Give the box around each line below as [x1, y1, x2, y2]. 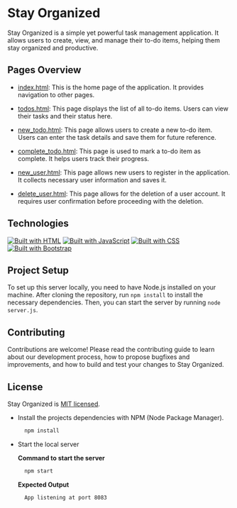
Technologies [7, 218, 70, 230]
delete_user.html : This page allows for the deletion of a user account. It [17, 189, 226, 198]
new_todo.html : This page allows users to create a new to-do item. [17, 126, 213, 134]
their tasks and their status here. [17, 111, 113, 120]
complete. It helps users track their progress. [17, 154, 150, 162]
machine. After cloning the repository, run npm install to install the [7, 291, 204, 299]
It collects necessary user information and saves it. [17, 175, 167, 184]
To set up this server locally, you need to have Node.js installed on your [7, 283, 216, 292]
